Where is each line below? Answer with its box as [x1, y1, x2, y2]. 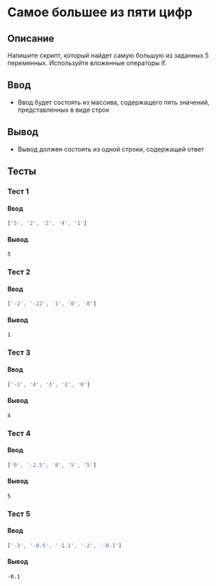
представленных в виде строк [17, 105, 110, 114]
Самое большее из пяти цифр [7, 4, 193, 21]
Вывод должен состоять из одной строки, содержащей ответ [17, 144, 205, 153]
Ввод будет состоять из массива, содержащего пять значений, [17, 98, 210, 106]
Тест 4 [7, 428, 31, 438]
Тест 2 [7, 267, 30, 277]
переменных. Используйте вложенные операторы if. [7, 59, 167, 67]
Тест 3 [7, 347, 30, 357]
